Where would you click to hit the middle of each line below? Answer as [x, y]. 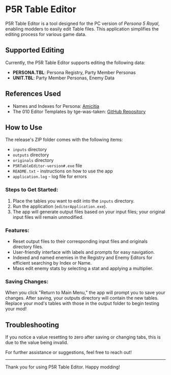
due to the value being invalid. [37, 342]
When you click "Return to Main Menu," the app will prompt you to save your [85, 293]
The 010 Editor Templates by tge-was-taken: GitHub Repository [79, 111]
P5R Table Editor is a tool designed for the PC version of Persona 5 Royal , [82, 23]
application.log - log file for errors [50, 177]
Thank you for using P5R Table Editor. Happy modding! [63, 367]
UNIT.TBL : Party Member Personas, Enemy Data [63, 78]
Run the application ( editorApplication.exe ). [60, 206]
